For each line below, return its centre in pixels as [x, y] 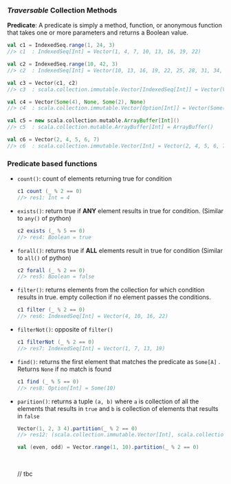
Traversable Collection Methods [62, 10]
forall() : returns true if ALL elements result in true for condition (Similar [120, 250]
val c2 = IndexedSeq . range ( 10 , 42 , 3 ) [63, 64]
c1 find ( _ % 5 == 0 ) [48, 381]
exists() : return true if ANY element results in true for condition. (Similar [120, 211]
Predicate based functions [52, 163]
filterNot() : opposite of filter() [65, 330]
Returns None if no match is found [64, 369]
